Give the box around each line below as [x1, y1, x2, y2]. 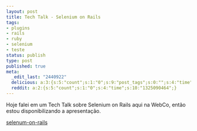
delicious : [11, 80, 38, 86]
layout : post [6, 8, 38, 15]
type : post [6, 58, 33, 63]
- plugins [6, 25, 30, 31]
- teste [6, 47, 25, 53]
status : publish [6, 52, 46, 58]
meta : [6, 69, 19, 75]
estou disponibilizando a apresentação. [6, 107, 101, 115]
